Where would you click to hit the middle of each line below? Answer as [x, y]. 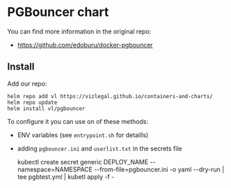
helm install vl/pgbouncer [46, 109]
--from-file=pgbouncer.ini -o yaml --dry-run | [159, 169]
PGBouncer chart [58, 12]
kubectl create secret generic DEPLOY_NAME [83, 162]
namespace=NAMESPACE [55, 169]
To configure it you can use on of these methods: [78, 121]
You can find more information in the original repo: [79, 31]
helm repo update [32, 102]
